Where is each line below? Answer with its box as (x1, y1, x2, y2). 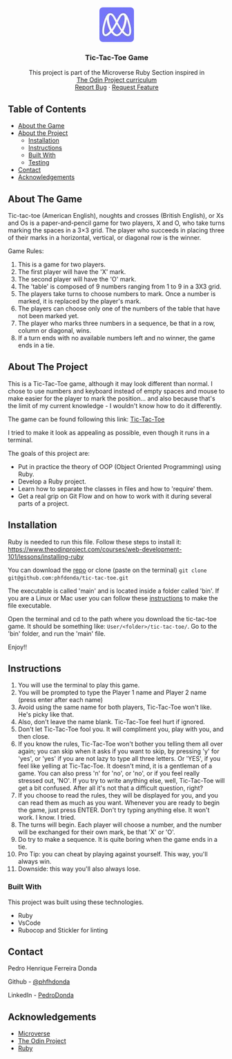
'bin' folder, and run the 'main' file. (8, 629, 106, 638)
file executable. (8, 601, 52, 609)
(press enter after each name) (17, 696, 103, 704)
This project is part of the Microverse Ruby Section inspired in (28, 68, 205, 77)
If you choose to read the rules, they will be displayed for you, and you (17, 791, 218, 800)
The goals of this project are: (8, 449, 90, 457)
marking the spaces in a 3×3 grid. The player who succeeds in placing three (8, 225, 225, 234)
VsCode (17, 919, 41, 927)
